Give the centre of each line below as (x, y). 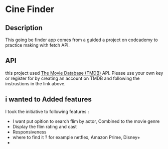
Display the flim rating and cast (44, 126)
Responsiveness (29, 132)
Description (24, 28)
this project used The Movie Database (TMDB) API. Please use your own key (84, 73)
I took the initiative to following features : (47, 111)
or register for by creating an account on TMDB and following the (72, 78)
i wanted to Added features (48, 100)
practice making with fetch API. (38, 45)
